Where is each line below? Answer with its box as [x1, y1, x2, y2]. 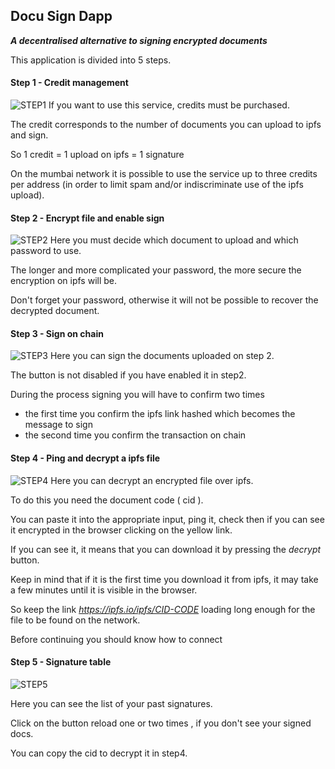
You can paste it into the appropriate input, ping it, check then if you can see [10, 513, 325, 525]
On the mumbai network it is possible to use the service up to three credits [10, 168, 318, 180]
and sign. [10, 129, 49, 141]
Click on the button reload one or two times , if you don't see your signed [10, 717, 312, 729]
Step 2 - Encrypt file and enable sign [10, 212, 165, 224]
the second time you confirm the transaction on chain [24, 429, 247, 441]
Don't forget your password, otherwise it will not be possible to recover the [10, 294, 319, 306]
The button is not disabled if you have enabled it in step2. [10, 369, 247, 381]
